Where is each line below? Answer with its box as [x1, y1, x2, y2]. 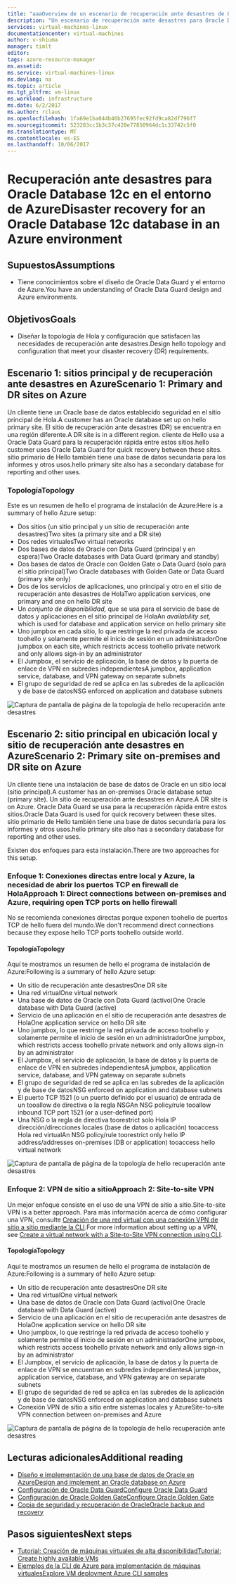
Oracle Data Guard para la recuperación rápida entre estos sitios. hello [7, 438, 209, 446]
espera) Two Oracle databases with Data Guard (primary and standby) [17, 552, 220, 561]
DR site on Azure [7, 761, 82, 773]
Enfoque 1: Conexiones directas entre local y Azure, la [7, 870, 195, 880]
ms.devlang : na [7, 75, 52, 83]
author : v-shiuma [7, 37, 58, 44]
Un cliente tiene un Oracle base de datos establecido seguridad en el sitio [7, 407, 221, 416]
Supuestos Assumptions [7, 259, 116, 271]
